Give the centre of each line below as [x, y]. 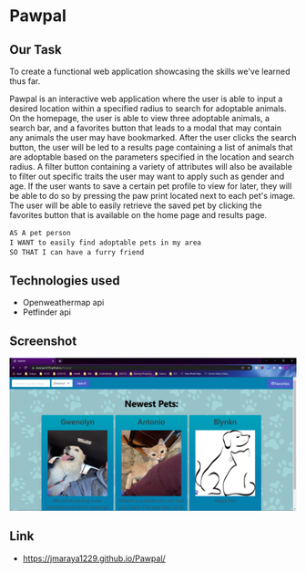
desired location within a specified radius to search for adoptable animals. [148, 109]
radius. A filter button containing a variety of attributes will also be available [151, 167]
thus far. [25, 81]
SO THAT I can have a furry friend [77, 252]
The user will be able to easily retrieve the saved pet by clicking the [136, 205]
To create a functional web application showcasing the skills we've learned [150, 71]
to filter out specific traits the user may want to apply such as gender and [147, 176]
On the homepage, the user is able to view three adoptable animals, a [140, 118]
